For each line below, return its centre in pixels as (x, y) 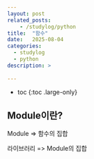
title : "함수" (28, 33)
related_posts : (29, 20)
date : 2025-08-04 (36, 40)
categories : (24, 46)
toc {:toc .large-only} (47, 92)
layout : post (26, 14)
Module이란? (35, 115)
